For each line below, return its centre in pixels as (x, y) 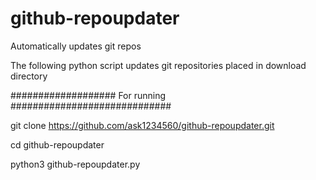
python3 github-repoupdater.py (75, 164)
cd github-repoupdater (57, 144)
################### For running (88, 95)
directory (29, 76)
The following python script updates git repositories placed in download (158, 65)
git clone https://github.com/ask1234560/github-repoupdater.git (142, 125)
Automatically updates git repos (76, 46)
